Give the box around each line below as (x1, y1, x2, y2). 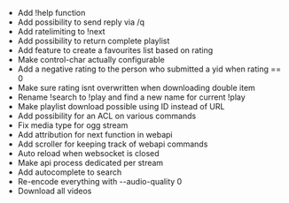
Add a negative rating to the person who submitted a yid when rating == (17, 64, 282, 74)
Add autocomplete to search (17, 167, 122, 177)
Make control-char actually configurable (17, 55, 166, 64)
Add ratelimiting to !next (17, 26, 105, 36)
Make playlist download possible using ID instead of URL (17, 101, 225, 111)
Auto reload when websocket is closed (17, 148, 160, 158)
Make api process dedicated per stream (17, 158, 164, 168)
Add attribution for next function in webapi (17, 130, 173, 139)
